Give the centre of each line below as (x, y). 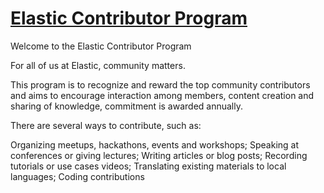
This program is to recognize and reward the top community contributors (160, 84)
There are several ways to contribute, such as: (106, 125)
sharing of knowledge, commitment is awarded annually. (126, 106)
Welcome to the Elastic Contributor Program (101, 46)
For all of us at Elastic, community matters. (98, 65)
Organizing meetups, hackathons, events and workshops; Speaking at (155, 144)
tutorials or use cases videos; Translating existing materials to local (148, 166)
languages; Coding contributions (77, 176)
